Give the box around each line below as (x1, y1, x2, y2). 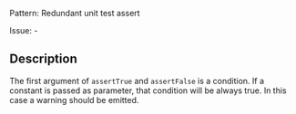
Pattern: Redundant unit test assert (9, 8, 140, 18)
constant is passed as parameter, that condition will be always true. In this (9, 85, 287, 96)
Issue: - (9, 25, 38, 35)
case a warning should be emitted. (9, 94, 139, 105)
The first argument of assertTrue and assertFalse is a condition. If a (9, 75, 265, 86)
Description (9, 52, 77, 67)
